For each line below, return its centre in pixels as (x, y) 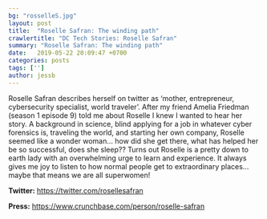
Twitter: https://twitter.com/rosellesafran (76, 190)
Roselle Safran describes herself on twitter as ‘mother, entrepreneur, (121, 98)
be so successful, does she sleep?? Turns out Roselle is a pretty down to (128, 149)
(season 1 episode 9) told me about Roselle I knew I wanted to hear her (125, 115)
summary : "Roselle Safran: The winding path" (85, 46)
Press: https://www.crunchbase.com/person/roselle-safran (107, 206)
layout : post (30, 23)
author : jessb (32, 75)
